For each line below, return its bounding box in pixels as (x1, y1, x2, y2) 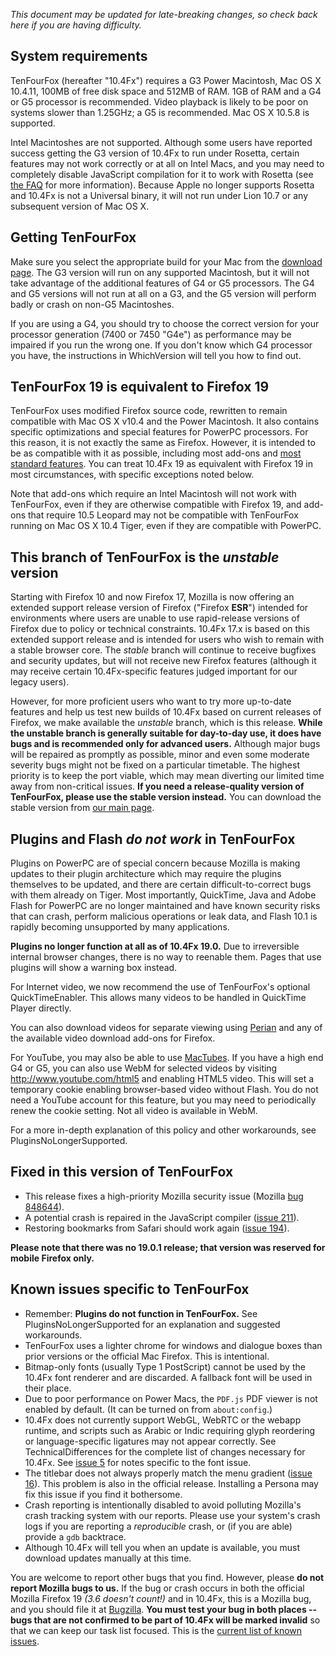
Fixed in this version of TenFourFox (10, 1164, 234, 1181)
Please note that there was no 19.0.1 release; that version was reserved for (10, 1241, 326, 1253)
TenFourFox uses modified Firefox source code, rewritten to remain (10, 405, 288, 417)
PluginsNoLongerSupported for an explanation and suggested (24, 1318, 281, 1330)
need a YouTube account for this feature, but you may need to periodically (10, 1094, 317, 1106)
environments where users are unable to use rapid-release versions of (10, 612, 300, 624)
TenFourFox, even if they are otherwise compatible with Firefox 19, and (10, 499, 302, 511)
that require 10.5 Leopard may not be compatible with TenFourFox (27, 509, 299, 521)
